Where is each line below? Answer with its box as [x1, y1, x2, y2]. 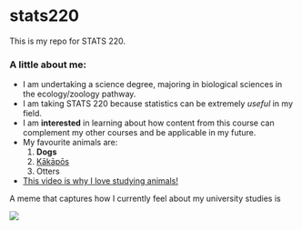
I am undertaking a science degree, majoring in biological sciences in [22, 79, 283, 90]
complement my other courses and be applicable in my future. [22, 127, 257, 138]
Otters [35, 165, 61, 177]
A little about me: [9, 58, 86, 71]
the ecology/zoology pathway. [22, 88, 136, 100]
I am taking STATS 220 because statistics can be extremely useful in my [22, 98, 294, 109]
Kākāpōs [35, 156, 70, 167]
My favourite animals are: [22, 137, 118, 148]
